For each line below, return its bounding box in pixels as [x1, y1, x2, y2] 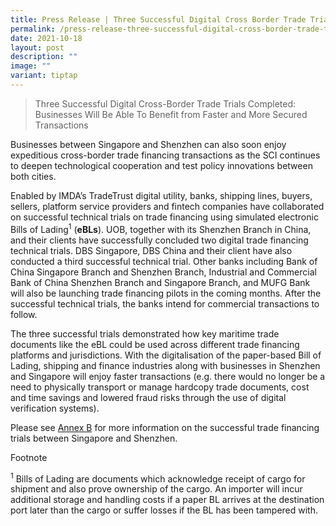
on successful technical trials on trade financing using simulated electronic [10, 211, 319, 223]
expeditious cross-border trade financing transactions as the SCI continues [10, 149, 321, 161]
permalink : [10, 24, 56, 34]
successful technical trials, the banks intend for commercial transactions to [10, 297, 320, 310]
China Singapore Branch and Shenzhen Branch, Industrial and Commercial [10, 266, 317, 278]
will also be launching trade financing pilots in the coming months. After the [10, 287, 322, 299]
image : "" [10, 61, 52, 71]
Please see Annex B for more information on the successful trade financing [10, 421, 320, 433]
